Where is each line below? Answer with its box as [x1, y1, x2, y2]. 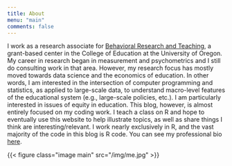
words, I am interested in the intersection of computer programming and [7, 79, 213, 87]
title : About [7, 10, 45, 17]
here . [7, 138, 22, 146]
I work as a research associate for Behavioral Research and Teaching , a [7, 42, 211, 50]
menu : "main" [7, 17, 45, 24]
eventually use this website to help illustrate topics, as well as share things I [7, 116, 223, 124]
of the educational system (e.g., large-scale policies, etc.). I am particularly [7, 93, 222, 102]
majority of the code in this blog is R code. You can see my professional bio [7, 130, 222, 138]
